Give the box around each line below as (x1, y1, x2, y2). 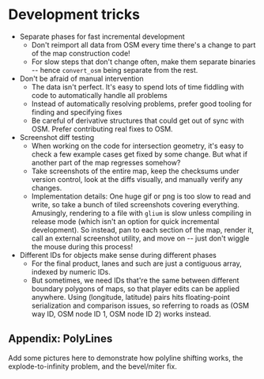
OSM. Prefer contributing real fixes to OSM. (31, 124, 173, 134)
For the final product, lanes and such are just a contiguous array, (31, 259, 243, 268)
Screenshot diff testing (19, 132, 95, 142)
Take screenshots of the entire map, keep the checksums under (31, 166, 239, 176)
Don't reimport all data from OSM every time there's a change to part (31, 40, 256, 49)
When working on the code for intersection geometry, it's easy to (31, 141, 244, 150)
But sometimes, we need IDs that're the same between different (31, 275, 239, 285)
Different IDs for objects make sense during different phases (19, 250, 217, 260)
